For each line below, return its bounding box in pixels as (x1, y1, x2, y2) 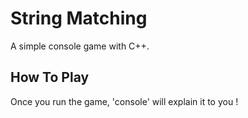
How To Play (10, 69, 90, 86)
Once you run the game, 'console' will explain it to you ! (10, 95, 239, 107)
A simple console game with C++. (10, 40, 150, 52)
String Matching (10, 7, 148, 30)
